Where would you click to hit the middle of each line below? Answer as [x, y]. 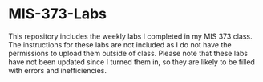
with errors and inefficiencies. [57, 70]
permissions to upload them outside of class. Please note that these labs [128, 53]
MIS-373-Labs [57, 14]
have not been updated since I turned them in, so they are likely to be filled [131, 62]
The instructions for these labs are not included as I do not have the [120, 44]
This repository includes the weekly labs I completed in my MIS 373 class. [130, 36]
